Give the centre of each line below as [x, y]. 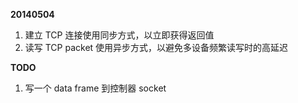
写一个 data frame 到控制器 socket [95, 88]
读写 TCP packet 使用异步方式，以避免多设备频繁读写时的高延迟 [156, 47]
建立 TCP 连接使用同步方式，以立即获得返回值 [119, 35]
